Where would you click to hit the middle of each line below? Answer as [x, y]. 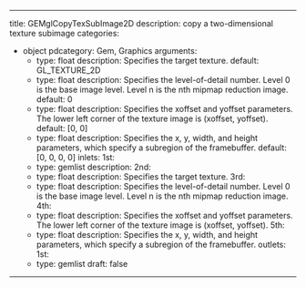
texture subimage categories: [65, 33]
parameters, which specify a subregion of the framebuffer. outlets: [161, 244]
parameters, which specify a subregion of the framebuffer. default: [161, 148]
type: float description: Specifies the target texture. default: [148, 61]
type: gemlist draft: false [82, 264]
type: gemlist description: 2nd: [94, 167]
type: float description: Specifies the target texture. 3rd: [141, 177]
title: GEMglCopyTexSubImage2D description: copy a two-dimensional [141, 23]
